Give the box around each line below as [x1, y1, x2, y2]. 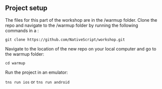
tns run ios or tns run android [5, 79, 70, 85]
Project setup [5, 4, 48, 12]
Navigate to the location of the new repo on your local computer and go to [5, 45, 157, 51]
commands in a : [5, 27, 39, 34]
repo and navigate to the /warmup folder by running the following [5, 22, 139, 28]
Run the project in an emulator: [5, 69, 68, 75]
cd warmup [5, 60, 26, 66]
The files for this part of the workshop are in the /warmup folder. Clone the [5, 17, 158, 23]
